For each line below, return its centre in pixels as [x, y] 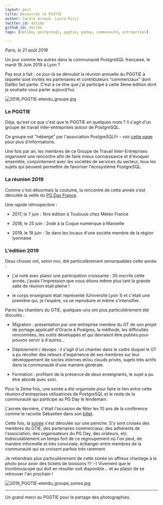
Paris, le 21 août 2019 [26, 50]
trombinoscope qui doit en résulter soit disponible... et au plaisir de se [75, 469]
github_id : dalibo [24, 28]
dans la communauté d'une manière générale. [58, 365]
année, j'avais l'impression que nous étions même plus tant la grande [81, 281]
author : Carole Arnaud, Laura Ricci [42, 18]
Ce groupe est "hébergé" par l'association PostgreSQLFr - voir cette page [79, 137]
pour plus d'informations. [30, 142]
